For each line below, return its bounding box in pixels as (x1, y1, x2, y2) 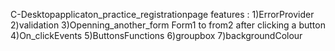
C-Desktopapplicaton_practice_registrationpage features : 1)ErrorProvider (10, 9, 315, 20)
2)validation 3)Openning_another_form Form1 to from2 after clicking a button (10, 19, 326, 31)
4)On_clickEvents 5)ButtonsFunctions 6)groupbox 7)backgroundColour (10, 30, 303, 41)
